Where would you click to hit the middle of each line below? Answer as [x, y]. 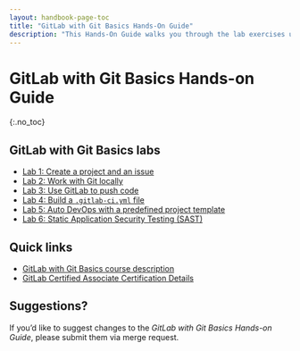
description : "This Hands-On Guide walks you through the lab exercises [147, 34]
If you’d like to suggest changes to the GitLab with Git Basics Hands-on [141, 328]
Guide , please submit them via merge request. [94, 337]
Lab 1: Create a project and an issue [88, 171]
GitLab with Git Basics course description [98, 268]
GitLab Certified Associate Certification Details [108, 278]
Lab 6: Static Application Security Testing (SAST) [112, 219]
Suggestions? [49, 306]
